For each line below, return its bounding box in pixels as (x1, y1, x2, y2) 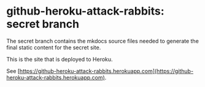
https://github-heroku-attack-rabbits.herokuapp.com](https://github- (19, 67, 194, 74)
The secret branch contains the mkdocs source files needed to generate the (6, 37, 199, 44)
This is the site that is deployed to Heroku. (6, 55, 113, 63)
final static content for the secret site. (6, 44, 101, 51)
